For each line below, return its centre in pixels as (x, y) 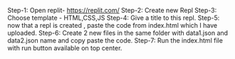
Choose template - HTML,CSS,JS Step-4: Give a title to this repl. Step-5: (114, 18)
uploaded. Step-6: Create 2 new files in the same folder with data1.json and (118, 33)
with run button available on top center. (65, 48)
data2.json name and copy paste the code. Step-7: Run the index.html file (115, 41)
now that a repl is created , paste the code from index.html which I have (113, 25)
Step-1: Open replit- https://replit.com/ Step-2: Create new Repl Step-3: (112, 10)
